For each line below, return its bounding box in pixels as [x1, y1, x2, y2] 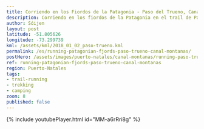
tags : [6, 71, 20, 77]
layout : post [6, 25, 39, 32]
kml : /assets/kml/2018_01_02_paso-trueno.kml [6, 43, 123, 49]
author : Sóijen [6, 20, 45, 26]
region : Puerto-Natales [6, 65, 67, 71]
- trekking [6, 82, 34, 88]
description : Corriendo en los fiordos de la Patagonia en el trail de [6, 15, 191, 21]
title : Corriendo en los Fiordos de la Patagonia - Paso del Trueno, [6, 8, 186, 15]
